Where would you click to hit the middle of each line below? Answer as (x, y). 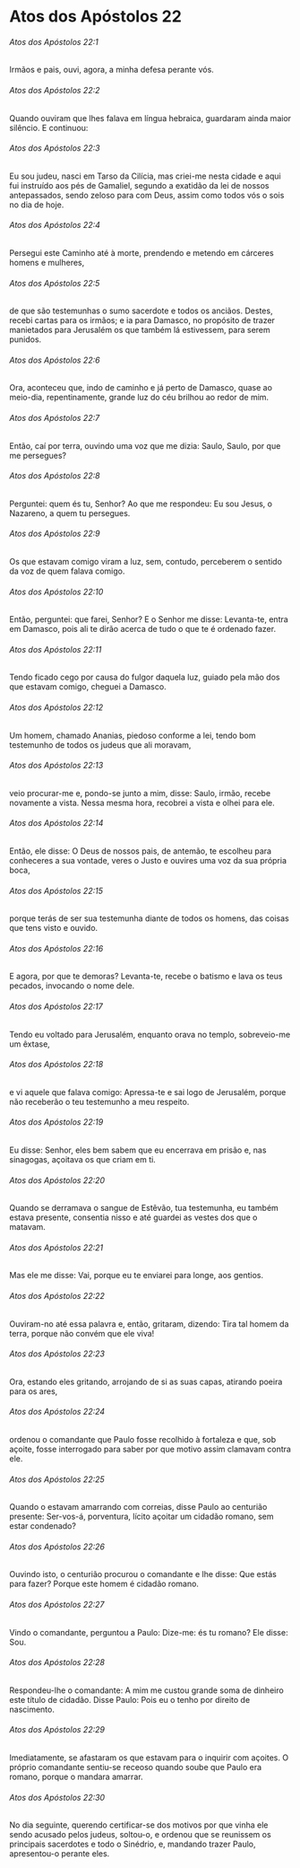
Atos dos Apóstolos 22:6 (55, 360)
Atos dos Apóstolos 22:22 (57, 1296)
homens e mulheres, (47, 263)
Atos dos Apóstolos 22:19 (56, 1122)
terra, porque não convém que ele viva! (82, 1333)
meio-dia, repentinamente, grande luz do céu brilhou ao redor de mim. (139, 398)
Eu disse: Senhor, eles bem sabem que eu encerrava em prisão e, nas (138, 1150)
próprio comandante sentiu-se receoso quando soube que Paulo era (136, 1767)
